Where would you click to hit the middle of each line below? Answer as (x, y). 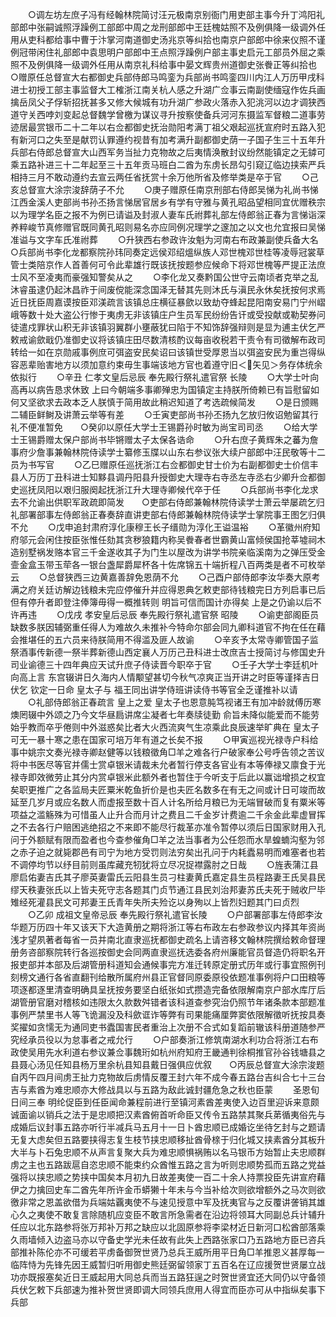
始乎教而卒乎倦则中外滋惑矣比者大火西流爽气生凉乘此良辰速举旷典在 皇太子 (165, 727)
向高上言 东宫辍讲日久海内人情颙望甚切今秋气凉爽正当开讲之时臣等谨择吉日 (165, 677)
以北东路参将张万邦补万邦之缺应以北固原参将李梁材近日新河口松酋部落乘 (176, 1227)
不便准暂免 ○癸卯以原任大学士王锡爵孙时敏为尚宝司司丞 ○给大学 (168, 427)
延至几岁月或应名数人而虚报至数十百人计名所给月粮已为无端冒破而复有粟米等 (168, 802)
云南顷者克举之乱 (283, 277)
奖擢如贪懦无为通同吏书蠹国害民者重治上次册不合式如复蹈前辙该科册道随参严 (168, 1027)
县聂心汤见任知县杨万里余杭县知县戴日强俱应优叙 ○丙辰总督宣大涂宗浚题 (167, 1064)
